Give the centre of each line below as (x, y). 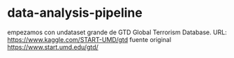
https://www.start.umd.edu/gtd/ (53, 47)
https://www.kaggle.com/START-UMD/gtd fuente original (89, 39)
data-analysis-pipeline (75, 13)
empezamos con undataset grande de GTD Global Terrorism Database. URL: (117, 32)
